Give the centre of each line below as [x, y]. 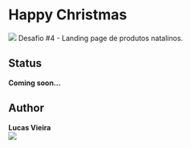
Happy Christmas [68, 15]
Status [25, 63]
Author [26, 108]
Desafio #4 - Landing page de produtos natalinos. [100, 38]
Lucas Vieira [30, 127]
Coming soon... [35, 83]
